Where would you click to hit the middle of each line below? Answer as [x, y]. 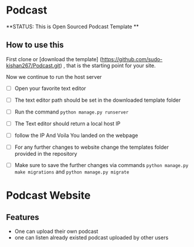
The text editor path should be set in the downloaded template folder [98, 100]
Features [23, 217]
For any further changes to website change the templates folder [91, 147]
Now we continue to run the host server [54, 76]
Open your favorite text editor [50, 88]
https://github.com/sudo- [132, 59]
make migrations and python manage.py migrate [72, 172]
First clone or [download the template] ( [54, 59]
